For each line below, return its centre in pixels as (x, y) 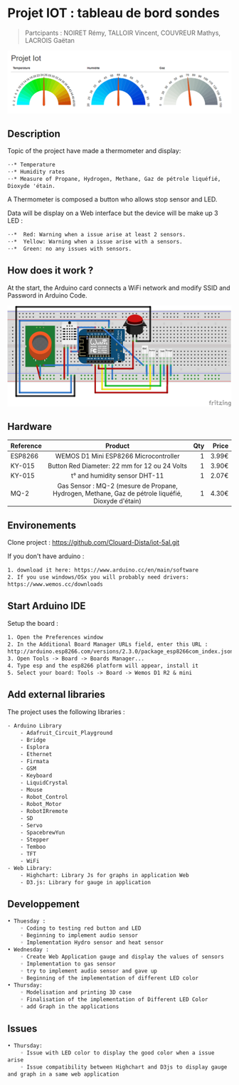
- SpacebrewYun (43, 832)
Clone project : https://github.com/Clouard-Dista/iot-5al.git (94, 542)
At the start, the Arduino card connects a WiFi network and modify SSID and (119, 288)
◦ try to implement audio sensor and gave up (89, 971)
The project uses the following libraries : (67, 712)
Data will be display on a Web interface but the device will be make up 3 (113, 213)
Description (34, 133)
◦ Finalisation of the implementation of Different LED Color (114, 1000)
